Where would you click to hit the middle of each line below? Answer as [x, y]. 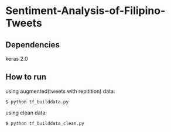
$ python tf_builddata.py [37, 102]
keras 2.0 [17, 59]
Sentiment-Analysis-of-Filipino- [85, 11]
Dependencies [33, 45]
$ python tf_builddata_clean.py [45, 123]
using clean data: [26, 113]
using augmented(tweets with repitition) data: [60, 91]
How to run [26, 77]
